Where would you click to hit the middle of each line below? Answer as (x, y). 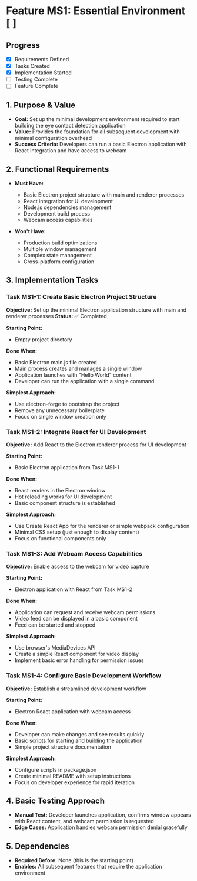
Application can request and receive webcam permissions (85, 612)
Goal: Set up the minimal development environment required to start (97, 119)
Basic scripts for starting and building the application (79, 740)
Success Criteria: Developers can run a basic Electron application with (101, 144)
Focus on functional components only (60, 538)
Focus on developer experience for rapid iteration (75, 782)
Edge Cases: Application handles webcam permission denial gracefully (101, 827)
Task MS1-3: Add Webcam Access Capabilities (74, 553)
